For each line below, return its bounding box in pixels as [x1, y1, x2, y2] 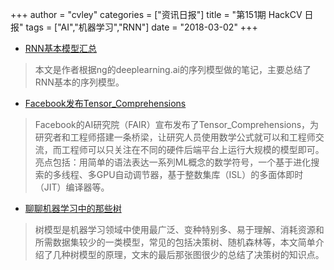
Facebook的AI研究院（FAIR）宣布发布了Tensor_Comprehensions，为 [34, 119, 320, 130]
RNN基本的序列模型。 [34, 76, 125, 88]
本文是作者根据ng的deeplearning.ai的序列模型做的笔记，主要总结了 [34, 64, 312, 75]
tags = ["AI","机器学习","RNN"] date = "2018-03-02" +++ [25, 21, 258, 33]
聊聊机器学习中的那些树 [24, 203, 122, 214]
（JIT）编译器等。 [34, 181, 110, 193]
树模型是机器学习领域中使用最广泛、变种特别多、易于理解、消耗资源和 [34, 224, 325, 235]
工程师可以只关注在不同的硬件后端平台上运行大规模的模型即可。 [61, 144, 325, 155]
